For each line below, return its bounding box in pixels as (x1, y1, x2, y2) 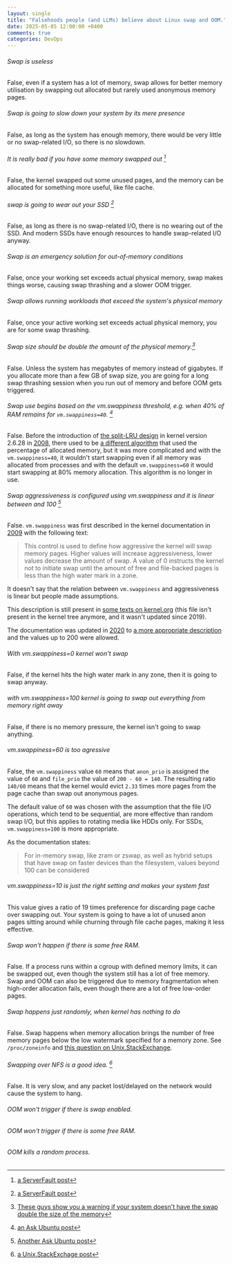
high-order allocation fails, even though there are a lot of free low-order (7, 985, 211, 993)
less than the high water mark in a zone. (23, 571, 138, 580)
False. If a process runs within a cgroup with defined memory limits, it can (7, 963, 217, 971)
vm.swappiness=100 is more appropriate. (7, 824, 119, 833)
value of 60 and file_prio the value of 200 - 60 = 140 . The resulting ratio (7, 774, 216, 782)
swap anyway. (7, 678, 48, 686)
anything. (7, 730, 35, 738)
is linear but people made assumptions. (7, 592, 119, 601)
